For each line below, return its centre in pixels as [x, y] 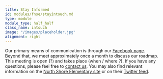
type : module [18, 19]
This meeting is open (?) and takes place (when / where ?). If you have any [81, 61]
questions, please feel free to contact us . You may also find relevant [74, 66]
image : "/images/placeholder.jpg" [41, 32]
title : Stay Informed [27, 10]
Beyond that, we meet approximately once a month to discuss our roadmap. [82, 56]
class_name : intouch [26, 28]
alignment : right [23, 37]
